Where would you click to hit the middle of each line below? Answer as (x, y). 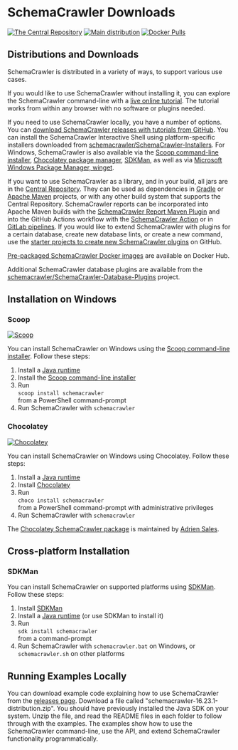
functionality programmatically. (53, 739)
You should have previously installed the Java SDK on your (142, 709)
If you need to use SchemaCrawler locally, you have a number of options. (115, 122)
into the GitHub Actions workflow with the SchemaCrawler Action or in (110, 219)
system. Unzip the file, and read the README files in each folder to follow (115, 716)
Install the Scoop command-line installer (77, 377)
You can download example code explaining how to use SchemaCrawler (113, 693)
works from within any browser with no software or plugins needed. (107, 108)
